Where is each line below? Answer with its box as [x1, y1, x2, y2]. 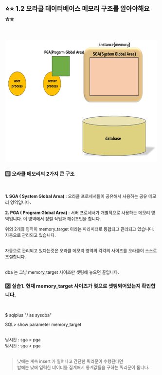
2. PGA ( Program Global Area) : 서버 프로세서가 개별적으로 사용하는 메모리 [5, 210, 150, 215]
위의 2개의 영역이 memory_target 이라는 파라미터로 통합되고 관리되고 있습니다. [5, 226, 155, 232]
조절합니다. [5, 254, 26, 260]
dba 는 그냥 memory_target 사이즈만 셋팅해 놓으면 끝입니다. [5, 269, 119, 275]
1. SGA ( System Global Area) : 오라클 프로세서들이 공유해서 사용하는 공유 [5, 194, 147, 199]
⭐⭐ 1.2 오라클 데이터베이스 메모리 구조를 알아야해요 [5, 4, 150, 13]
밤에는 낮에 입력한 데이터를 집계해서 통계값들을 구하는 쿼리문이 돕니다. [17, 364, 150, 371]
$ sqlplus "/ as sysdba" [5, 312, 52, 318]
